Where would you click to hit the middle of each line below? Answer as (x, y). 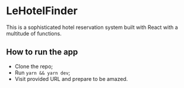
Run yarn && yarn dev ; (42, 73)
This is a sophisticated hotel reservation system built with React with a (92, 27)
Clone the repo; (34, 66)
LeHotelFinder (42, 11)
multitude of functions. (34, 33)
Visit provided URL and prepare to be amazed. (71, 79)
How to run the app (42, 52)
